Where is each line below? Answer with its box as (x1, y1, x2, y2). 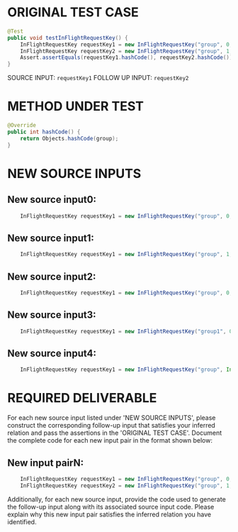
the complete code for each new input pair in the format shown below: (7, 436, 212, 445)
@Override (7, 122, 37, 129)
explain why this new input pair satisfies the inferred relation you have (7, 510, 211, 519)
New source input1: (7, 232, 94, 244)
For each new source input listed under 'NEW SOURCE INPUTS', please (7, 414, 216, 422)
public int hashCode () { (7, 128, 81, 135)
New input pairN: (7, 457, 84, 469)
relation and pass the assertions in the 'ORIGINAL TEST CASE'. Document (7, 428, 222, 437)
